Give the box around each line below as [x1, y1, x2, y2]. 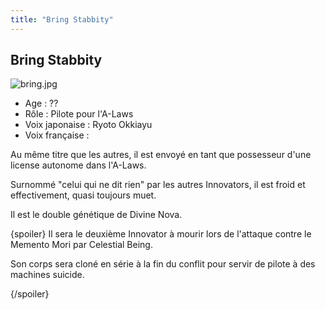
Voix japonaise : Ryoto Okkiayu [24, 119, 153, 131]
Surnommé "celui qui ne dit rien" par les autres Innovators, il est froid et [10, 179, 306, 191]
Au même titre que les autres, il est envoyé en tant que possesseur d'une [10, 149, 312, 161]
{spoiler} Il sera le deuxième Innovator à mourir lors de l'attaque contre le [10, 228, 312, 240]
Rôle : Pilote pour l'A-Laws [24, 108, 134, 120]
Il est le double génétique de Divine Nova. [10, 209, 183, 221]
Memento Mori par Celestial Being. [10, 239, 153, 251]
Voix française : [24, 129, 90, 141]
